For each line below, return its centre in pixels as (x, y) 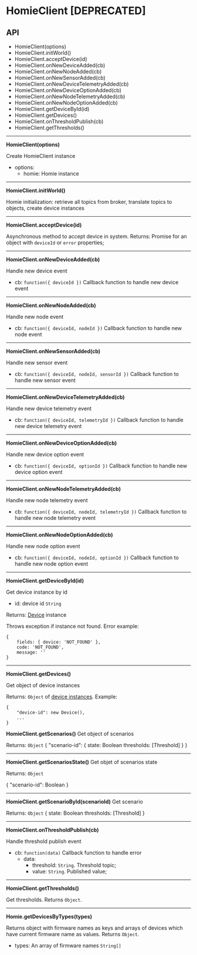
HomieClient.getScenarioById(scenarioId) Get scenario (75, 802)
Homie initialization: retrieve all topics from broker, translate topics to (89, 202)
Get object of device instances (43, 685)
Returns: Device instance (36, 615)
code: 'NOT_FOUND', (40, 647)
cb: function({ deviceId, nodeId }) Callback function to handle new (98, 328)
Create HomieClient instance (41, 156)
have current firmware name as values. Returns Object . (73, 934)
